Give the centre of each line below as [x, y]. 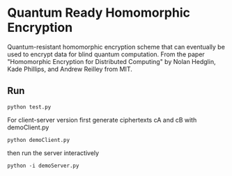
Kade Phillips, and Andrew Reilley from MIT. [70, 69]
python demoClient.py [39, 140]
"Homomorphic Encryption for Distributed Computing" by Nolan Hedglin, [111, 61]
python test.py [29, 107]
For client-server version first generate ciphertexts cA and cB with [102, 120]
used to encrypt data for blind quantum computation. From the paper [106, 54]
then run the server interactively [53, 153]
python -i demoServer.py [43, 166]
